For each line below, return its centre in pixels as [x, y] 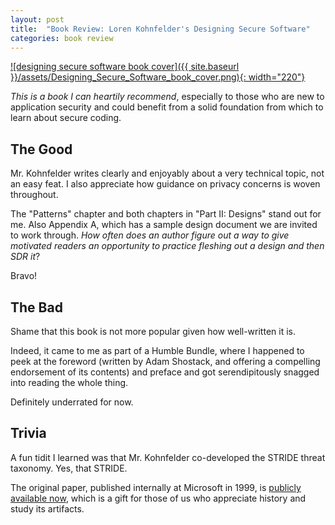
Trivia [28, 433]
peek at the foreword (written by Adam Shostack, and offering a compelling [165, 361]
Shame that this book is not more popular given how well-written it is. [153, 331]
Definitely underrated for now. [72, 402]
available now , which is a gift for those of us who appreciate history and [158, 498]
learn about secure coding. [66, 118]
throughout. [34, 195]
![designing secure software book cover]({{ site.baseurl [125, 67]
